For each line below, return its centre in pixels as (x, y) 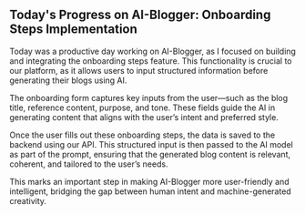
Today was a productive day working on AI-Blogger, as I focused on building (152, 51)
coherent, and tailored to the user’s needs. (89, 164)
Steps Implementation (74, 30)
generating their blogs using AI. (68, 80)
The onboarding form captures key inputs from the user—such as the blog (149, 97)
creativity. (28, 200)
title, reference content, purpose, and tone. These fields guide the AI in (142, 107)
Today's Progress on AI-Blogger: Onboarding (140, 15)
